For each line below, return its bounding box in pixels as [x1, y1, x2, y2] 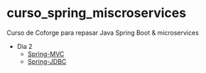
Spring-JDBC [27, 57, 67, 65]
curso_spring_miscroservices [6, 5, 186, 21]
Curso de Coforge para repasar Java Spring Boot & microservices [6, 28, 200, 37]
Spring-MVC [27, 50, 65, 58]
